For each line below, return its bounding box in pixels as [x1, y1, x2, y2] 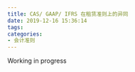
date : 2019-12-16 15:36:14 [7, 17, 87, 24]
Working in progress [7, 56, 67, 65]
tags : [7, 24, 23, 31]
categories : [7, 30, 43, 38]
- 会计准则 [7, 37, 36, 44]
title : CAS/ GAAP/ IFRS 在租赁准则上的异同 [7, 10, 129, 18]
